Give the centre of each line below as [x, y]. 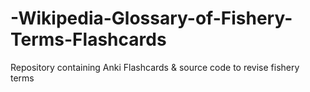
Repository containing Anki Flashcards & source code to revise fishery [155, 67]
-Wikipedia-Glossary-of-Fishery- [151, 18]
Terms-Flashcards [88, 39]
